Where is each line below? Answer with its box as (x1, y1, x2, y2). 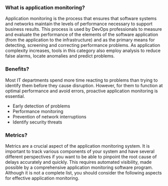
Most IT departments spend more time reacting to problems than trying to (5, 77, 158, 83)
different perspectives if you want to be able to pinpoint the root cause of (5, 153, 157, 160)
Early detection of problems (12, 103, 70, 109)
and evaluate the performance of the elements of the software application (5, 32, 158, 38)
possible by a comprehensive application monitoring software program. (5, 164, 153, 170)
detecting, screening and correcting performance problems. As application (5, 42, 160, 48)
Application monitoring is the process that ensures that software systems (5, 16, 157, 22)
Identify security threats (12, 119, 62, 125)
